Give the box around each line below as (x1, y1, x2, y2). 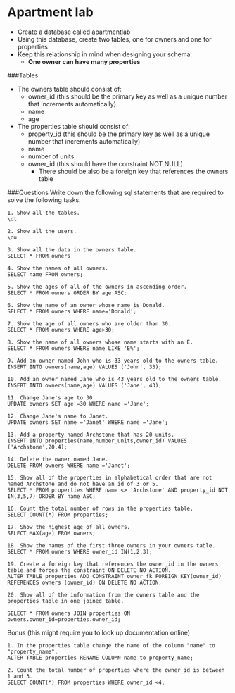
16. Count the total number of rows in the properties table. (7, 505, 193, 512)
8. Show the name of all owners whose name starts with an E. (7, 339, 193, 346)
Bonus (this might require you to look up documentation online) (7, 628, 191, 637)
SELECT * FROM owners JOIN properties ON (7, 610, 131, 617)
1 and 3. (7, 673, 33, 680)
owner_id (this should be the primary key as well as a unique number (27, 92, 228, 101)
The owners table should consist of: (17, 85, 122, 93)
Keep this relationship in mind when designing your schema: (17, 50, 192, 58)
